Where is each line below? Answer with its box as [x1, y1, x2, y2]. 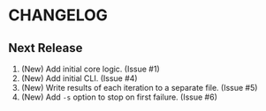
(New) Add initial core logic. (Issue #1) [20, 63, 160, 74]
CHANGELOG [8, 5, 108, 26]
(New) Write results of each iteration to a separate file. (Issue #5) [20, 83, 258, 92]
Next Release [8, 41, 83, 55]
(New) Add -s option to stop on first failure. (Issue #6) [20, 92, 218, 102]
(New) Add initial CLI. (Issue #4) [20, 73, 138, 84]
